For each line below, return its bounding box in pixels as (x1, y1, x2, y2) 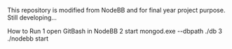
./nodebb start (7, 34, 49, 43)
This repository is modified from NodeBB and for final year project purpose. (7, 6, 226, 14)
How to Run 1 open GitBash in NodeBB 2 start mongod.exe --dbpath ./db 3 (7, 27, 223, 35)
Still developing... (7, 13, 57, 22)
